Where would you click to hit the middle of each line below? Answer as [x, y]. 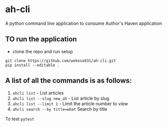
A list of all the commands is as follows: [69, 81]
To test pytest [20, 119]
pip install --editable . [32, 65]
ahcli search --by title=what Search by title [60, 109]
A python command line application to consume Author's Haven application [84, 23]
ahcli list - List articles [38, 93]
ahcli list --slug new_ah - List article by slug [61, 98]
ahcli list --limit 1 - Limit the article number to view [70, 103]
